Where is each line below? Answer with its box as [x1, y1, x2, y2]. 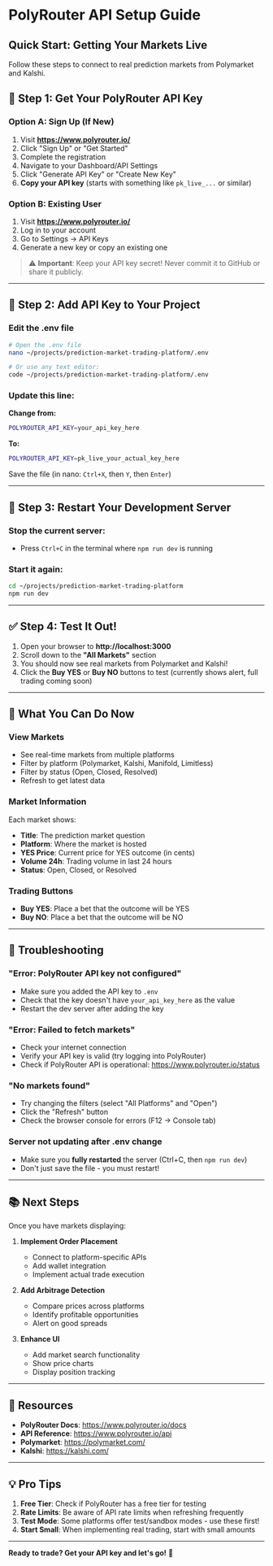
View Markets [8, 732, 65, 743]
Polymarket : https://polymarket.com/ [19, 1438, 146, 1447]
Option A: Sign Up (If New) [8, 116, 115, 128]
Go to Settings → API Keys [19, 233, 109, 243]
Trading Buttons [8, 885, 74, 896]
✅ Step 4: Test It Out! [8, 620, 118, 633]
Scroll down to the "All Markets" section [19, 650, 157, 659]
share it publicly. [28, 267, 84, 276]
